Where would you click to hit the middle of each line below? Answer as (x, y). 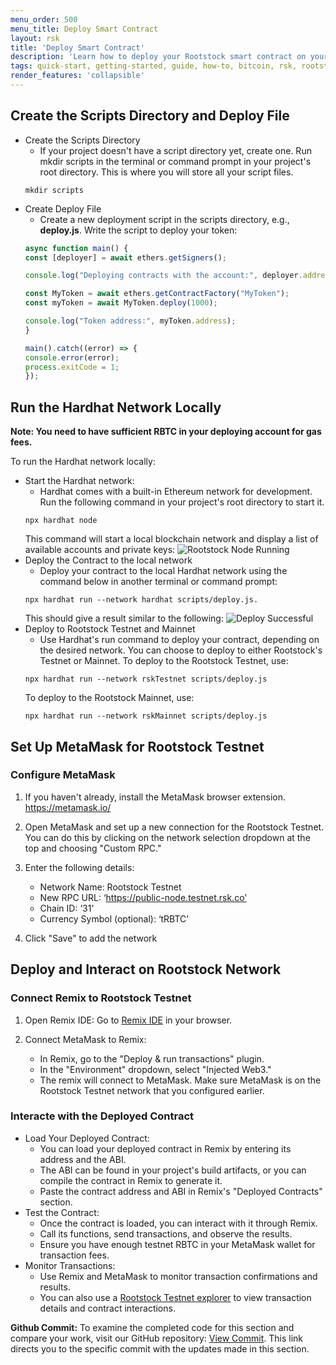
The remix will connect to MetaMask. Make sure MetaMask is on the (180, 1080)
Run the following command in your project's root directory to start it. (182, 502)
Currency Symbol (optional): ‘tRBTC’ (114, 918)
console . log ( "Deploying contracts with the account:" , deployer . (163, 276)
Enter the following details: (79, 867)
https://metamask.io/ (68, 807)
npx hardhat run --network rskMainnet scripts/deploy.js (146, 716)
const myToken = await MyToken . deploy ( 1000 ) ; (121, 303)
